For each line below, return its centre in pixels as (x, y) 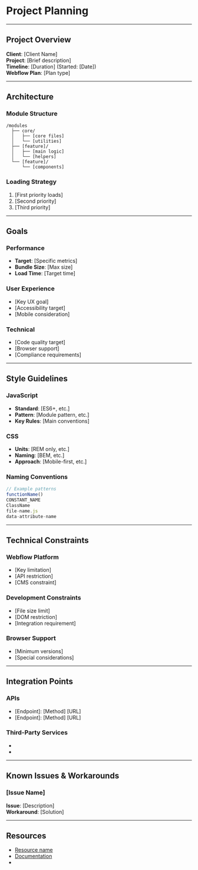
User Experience (30, 289)
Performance (26, 248)
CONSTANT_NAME (24, 500)
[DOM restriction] (36, 617)
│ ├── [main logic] (38, 151)
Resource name (34, 850)
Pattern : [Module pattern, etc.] (52, 414)
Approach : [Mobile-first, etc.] (51, 462)
